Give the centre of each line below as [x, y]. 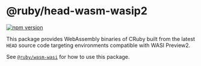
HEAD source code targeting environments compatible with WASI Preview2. [98, 45]
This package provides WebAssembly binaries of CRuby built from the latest [101, 39]
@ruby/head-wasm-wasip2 [77, 11]
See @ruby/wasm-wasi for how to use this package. [68, 56]
